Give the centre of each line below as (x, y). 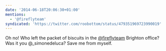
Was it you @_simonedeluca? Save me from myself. (59, 43)
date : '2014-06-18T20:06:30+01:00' (43, 10)
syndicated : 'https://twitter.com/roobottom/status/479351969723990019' (84, 24)
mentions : (16, 14)
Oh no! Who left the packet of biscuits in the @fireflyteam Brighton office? (82, 38)
